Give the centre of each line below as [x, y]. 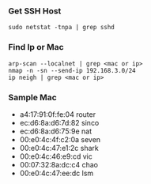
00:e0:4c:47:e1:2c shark [59, 148]
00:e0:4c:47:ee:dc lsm [57, 173]
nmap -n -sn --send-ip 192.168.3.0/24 [72, 70]
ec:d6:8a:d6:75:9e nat [56, 131]
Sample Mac [32, 97]
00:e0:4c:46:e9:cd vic [56, 156]
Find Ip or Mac [36, 47]
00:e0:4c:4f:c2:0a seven [60, 139]
